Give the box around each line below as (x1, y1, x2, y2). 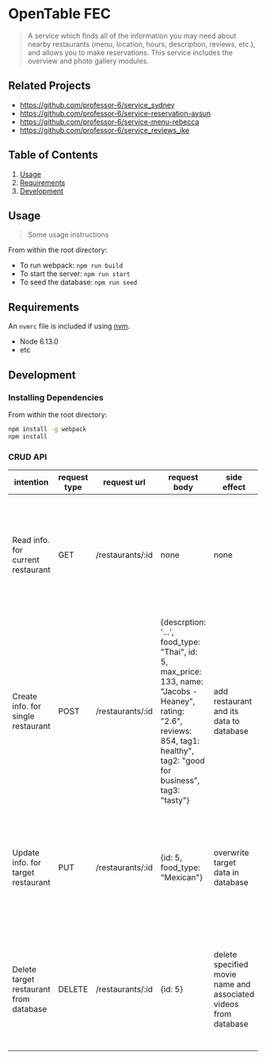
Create (12, 690, 38, 701)
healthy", (160, 745, 195, 756)
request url (102, 476, 146, 488)
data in (213, 867, 240, 878)
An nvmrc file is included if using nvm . (8, 321, 131, 331)
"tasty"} (160, 795, 190, 806)
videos (213, 998, 239, 1009)
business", (160, 775, 200, 786)
